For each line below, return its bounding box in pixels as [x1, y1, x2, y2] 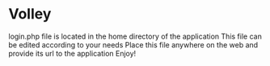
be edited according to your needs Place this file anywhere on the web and [8, 39, 259, 49]
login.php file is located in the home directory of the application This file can [8, 31, 263, 41]
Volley [8, 5, 52, 23]
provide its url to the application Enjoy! [8, 48, 137, 58]
